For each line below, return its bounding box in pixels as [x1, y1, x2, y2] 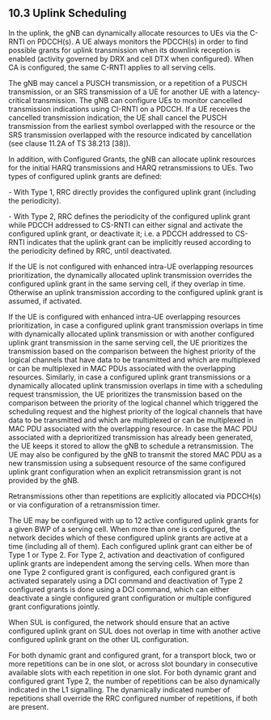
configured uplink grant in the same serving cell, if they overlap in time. [8, 279, 246, 289]
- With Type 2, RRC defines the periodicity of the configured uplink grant [8, 211, 251, 221]
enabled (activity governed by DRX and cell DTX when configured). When [8, 54, 254, 63]
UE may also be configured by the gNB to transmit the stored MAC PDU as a [8, 449, 262, 459]
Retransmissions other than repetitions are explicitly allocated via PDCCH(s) [8, 491, 261, 501]
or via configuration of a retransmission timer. [8, 499, 160, 509]
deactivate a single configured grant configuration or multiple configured [8, 593, 252, 602]
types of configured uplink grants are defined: [8, 171, 162, 181]
